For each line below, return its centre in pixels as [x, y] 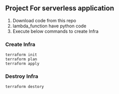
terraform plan [21, 59]
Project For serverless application [60, 8]
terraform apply [22, 64]
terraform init [21, 55]
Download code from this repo [44, 20]
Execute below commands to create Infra [55, 31]
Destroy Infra [22, 76]
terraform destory [25, 87]
